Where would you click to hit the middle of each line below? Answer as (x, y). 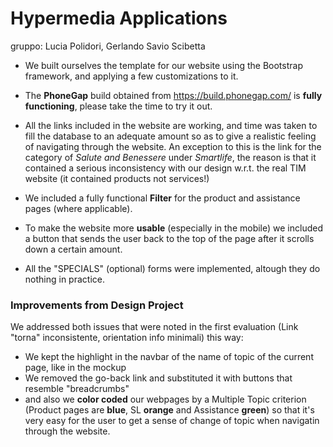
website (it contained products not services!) (117, 178)
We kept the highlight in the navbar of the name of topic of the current (169, 357)
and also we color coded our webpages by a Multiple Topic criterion (165, 399)
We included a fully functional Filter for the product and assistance (162, 198)
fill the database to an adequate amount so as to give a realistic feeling (170, 136)
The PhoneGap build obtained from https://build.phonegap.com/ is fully (173, 95)
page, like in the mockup (75, 368)
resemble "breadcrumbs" (77, 389)
